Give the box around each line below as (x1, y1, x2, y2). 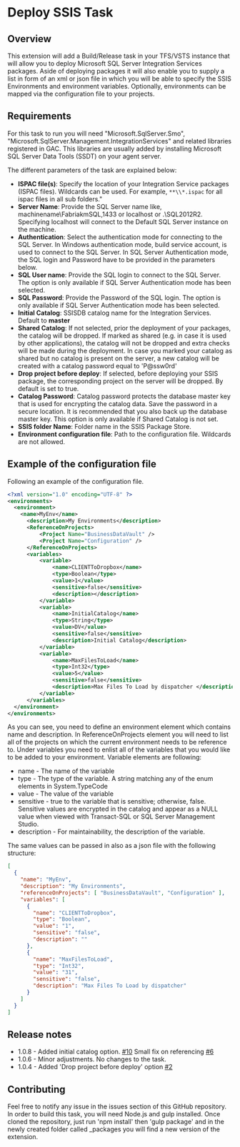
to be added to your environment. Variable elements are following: (7, 753, 202, 762)
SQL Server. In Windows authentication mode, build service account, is (17, 240, 227, 248)
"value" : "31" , (33, 969, 79, 976)
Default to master (17, 315, 70, 325)
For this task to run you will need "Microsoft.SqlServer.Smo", (7, 129, 186, 138)
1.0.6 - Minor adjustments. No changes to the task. (17, 1055, 166, 1063)
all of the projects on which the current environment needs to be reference (7, 738, 227, 747)
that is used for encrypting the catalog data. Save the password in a (17, 399, 218, 408)
